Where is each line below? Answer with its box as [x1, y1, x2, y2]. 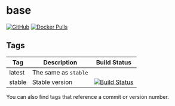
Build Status [96, 58, 131, 66]
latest [9, 68, 25, 76]
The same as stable [32, 68, 88, 76]
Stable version [32, 78, 73, 86]
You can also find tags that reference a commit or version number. [6, 93, 169, 100]
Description [43, 58, 78, 66]
